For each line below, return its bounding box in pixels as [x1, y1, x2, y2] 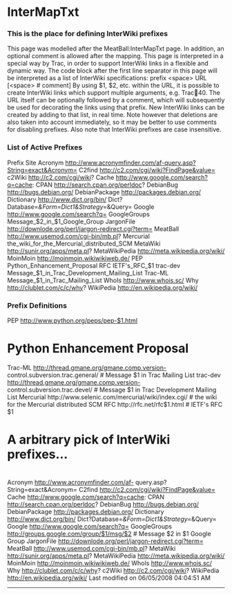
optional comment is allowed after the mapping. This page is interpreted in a [7, 52, 224, 60]
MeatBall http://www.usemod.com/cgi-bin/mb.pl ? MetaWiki [7, 544, 176, 553]
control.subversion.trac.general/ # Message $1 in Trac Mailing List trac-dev [7, 371, 221, 379]
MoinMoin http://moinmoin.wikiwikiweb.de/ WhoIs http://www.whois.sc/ [7, 559, 213, 567]
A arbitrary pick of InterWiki [7, 432, 171, 448]
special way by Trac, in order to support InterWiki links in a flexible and [7, 59, 209, 68]
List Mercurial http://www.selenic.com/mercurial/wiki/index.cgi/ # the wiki [7, 393, 217, 401]
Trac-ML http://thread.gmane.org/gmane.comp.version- [7, 364, 167, 372]
